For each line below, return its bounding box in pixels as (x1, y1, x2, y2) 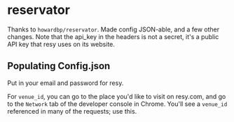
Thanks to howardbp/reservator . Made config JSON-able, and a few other (7, 25, 220, 33)
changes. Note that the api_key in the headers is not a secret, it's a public (7, 32, 219, 40)
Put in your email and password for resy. (7, 79, 124, 87)
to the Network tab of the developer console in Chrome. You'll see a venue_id (7, 100, 228, 108)
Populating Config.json (7, 60, 111, 72)
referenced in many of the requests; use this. (7, 107, 137, 115)
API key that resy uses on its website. (7, 40, 116, 48)
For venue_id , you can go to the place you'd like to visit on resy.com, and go (7, 92, 226, 100)
